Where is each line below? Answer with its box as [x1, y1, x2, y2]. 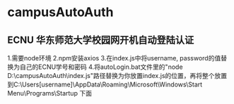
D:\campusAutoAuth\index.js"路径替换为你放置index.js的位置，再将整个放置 [7, 72, 228, 79]
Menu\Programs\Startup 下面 [7, 89, 92, 97]
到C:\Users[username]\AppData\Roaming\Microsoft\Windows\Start [7, 80, 203, 89]
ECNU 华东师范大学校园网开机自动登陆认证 [7, 34, 194, 46]
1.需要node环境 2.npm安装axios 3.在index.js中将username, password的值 [7, 54, 221, 62]
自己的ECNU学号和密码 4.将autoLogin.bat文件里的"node [19, 63, 183, 71]
